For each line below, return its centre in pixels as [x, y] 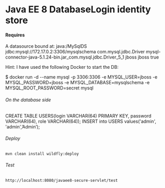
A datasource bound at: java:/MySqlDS [46, 46]
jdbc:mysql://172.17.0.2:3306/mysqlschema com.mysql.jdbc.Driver [75, 52]
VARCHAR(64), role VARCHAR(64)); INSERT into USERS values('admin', [81, 121]
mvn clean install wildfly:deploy [42, 154]
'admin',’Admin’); [23, 126]
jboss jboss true [142, 57]
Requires [15, 35]
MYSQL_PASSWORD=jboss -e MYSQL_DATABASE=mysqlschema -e [78, 83]
